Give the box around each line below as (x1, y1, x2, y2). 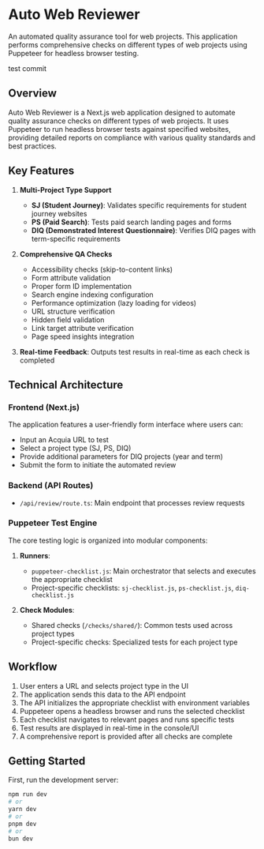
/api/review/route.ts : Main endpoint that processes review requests (19, 498, 245, 507)
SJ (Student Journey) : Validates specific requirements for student (31, 200, 247, 210)
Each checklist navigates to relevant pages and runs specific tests (19, 715, 235, 724)
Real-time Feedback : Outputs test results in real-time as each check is (19, 347, 251, 356)
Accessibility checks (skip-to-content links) (31, 265, 173, 274)
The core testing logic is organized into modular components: (8, 535, 208, 545)
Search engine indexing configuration (31, 290, 154, 299)
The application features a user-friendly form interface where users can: (8, 420, 244, 430)
